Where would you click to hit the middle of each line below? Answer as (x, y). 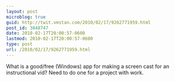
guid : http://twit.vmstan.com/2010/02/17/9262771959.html (78, 22)
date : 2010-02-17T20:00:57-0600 (46, 33)
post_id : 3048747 (27, 28)
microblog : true (26, 17)
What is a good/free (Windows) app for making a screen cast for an (88, 66)
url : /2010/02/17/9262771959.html (48, 50)
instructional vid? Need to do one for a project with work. (75, 72)
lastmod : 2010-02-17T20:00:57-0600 (50, 39)
